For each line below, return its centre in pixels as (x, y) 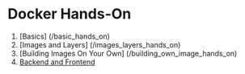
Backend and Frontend (57, 62)
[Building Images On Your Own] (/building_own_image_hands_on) (128, 53)
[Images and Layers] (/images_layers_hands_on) (100, 44)
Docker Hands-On (70, 14)
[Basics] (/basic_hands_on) (65, 36)
